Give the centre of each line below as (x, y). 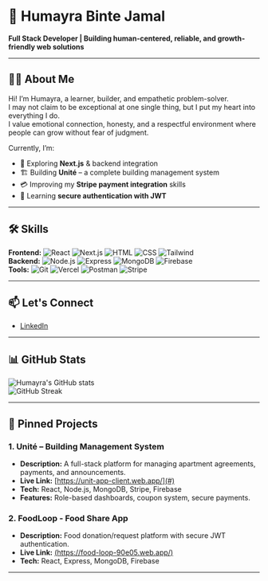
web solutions (60, 46)
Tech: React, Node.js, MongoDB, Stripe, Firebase (100, 489)
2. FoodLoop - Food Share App (69, 518)
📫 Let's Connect (51, 302)
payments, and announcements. (73, 472)
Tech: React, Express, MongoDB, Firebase (89, 561)
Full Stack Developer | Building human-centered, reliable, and (112, 38)
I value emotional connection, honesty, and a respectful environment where (132, 124)
